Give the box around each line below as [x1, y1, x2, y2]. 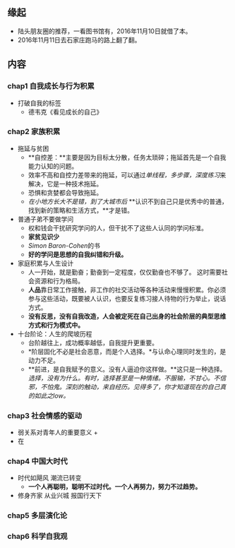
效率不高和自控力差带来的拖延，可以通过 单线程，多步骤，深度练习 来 [28, 170, 227, 179]
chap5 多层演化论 [7, 511, 68, 520]
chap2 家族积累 [7, 126, 61, 136]
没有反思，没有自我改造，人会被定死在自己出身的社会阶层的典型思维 [28, 311, 227, 320]
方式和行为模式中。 [28, 321, 85, 329]
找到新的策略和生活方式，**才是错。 [28, 205, 134, 214]
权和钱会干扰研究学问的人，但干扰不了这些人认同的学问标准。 [28, 223, 208, 232]
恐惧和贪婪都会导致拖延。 [28, 188, 103, 196]
